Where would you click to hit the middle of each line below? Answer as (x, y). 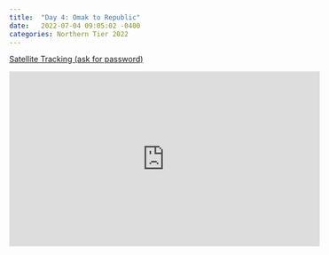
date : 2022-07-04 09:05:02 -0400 (75, 26)
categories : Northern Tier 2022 (69, 34)
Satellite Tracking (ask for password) (76, 60)
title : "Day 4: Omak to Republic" (75, 17)
